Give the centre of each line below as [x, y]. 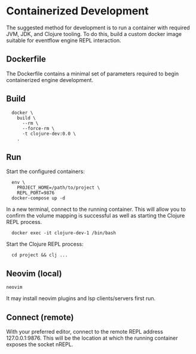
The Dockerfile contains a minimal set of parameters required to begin [93, 74]
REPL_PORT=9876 [36, 193]
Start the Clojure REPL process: [45, 244]
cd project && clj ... [40, 255]
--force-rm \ [38, 128]
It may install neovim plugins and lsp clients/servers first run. [81, 298]
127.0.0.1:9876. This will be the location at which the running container [92, 338]
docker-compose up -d [39, 198]
